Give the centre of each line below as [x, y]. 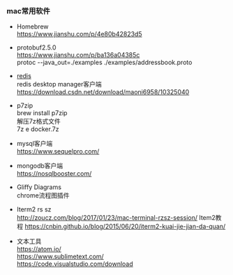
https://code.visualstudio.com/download [75, 264]
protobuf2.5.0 [36, 47]
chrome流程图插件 [43, 195]
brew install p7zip [42, 113]
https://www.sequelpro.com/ [58, 151]
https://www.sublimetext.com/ [60, 257]
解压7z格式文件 [38, 121]
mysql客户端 [35, 144]
